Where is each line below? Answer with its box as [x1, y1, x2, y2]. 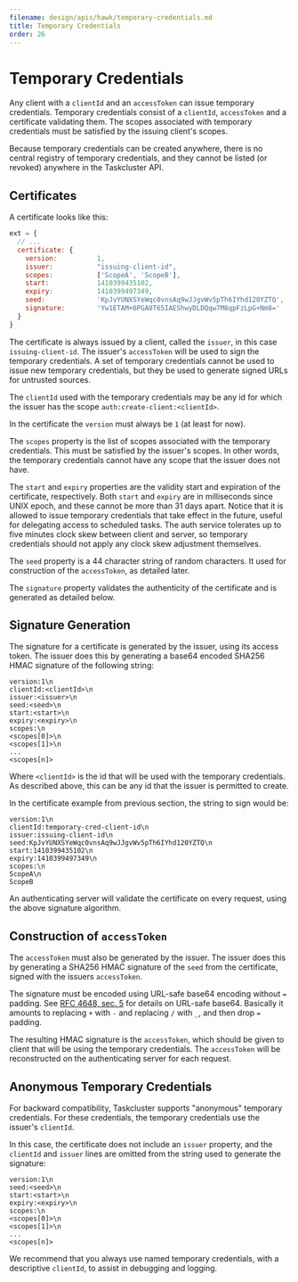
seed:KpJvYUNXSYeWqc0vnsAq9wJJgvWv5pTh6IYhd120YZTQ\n [9, 839, 213, 848]
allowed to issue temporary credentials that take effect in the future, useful [9, 509, 283, 520]
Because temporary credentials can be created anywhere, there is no [9, 144, 263, 154]
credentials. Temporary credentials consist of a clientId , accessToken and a [9, 107, 287, 118]
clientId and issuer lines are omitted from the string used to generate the [9, 1148, 282, 1160]
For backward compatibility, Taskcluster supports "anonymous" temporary [9, 1103, 283, 1113]
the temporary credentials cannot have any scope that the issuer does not [9, 454, 280, 465]
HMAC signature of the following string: [9, 660, 154, 671]
